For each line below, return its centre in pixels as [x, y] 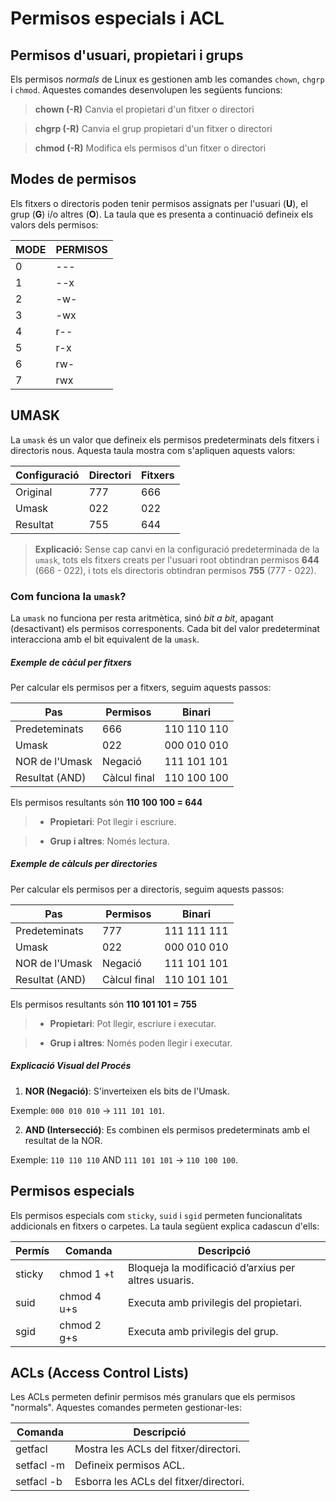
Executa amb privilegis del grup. [203, 1331]
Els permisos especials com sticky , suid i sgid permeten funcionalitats [156, 1215]
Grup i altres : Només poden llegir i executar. [141, 1043]
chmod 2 [80, 1325]
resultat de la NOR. [63, 1140]
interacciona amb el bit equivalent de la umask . [105, 639]
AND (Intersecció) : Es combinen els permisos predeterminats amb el [167, 1129]
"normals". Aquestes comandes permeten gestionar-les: [126, 1408]
